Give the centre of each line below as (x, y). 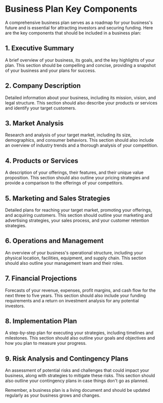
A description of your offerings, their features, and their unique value (74, 172)
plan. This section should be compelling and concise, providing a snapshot (80, 65)
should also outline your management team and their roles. (64, 263)
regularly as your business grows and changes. (53, 395)
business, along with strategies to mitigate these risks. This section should (80, 376)
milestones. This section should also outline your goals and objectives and (80, 338)
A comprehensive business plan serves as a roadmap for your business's (79, 22)
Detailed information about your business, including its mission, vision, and (81, 97)
